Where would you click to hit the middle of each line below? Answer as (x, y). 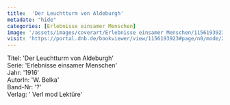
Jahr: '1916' (23, 73)
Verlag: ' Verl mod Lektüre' (45, 94)
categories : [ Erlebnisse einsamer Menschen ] (72, 26)
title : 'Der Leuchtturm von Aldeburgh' (66, 13)
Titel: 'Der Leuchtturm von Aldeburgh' (61, 58)
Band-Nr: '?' (24, 87)
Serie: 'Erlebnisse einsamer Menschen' (62, 65)
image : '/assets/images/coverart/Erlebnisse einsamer (86, 32)
